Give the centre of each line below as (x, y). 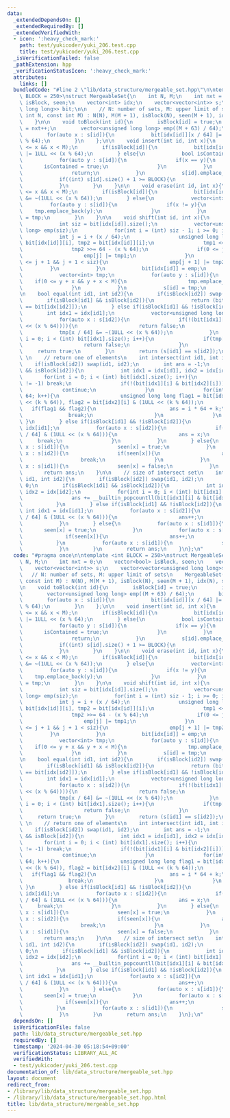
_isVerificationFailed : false (56, 58)
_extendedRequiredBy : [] (49, 26)
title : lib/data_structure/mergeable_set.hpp (73, 1104)
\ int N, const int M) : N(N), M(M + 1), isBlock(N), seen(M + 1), (117, 115)
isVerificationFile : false (52, 1027)
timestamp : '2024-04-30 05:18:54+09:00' (72, 1047)
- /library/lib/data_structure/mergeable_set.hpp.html (87, 1097)
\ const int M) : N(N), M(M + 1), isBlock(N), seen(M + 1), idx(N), (119, 581)
